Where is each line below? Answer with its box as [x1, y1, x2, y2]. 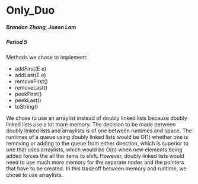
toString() [14, 103, 39, 110]
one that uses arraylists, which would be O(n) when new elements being [6, 146, 183, 153]
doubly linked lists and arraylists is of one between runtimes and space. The [6, 127, 192, 134]
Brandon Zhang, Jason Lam [6, 23, 76, 30]
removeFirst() [14, 78, 49, 85]
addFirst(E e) [14, 65, 47, 72]
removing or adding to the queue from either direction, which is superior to [6, 139, 189, 147]
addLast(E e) [14, 71, 46, 78]
